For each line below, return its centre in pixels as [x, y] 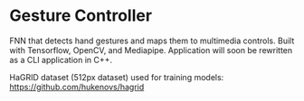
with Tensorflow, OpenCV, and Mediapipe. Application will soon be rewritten [151, 50]
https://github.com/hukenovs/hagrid [77, 87]
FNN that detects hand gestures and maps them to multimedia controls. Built [152, 41]
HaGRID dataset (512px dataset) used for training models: [117, 77]
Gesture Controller [81, 16]
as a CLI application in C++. [61, 60]
